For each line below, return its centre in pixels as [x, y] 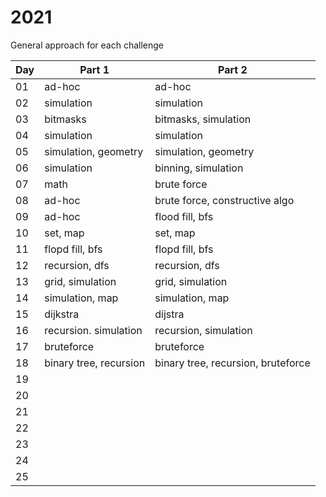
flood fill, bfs [184, 216]
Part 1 [94, 69]
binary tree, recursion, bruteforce [232, 363]
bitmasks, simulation [203, 119]
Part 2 [233, 69]
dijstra [169, 314]
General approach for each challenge [87, 45]
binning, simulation [199, 168]
